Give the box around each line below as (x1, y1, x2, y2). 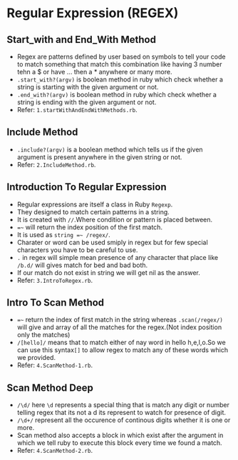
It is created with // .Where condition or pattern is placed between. (16, 215, 213, 224)
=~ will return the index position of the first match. (16, 223, 163, 231)
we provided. (16, 354, 56, 362)
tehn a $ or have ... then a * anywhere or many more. (16, 68, 172, 76)
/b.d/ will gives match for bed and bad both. (16, 261, 148, 269)
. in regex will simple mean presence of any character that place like (16, 253, 219, 261)
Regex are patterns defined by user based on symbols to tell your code (16, 52, 226, 61)
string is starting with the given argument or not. (16, 83, 159, 91)
